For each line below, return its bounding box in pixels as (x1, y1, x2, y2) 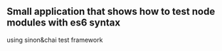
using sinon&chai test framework (6, 35, 103, 44)
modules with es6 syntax (6, 17, 121, 29)
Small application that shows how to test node (6, 6, 216, 18)
